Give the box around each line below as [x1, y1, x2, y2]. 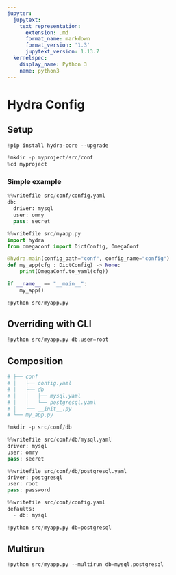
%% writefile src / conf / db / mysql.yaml [7, 436, 112, 444]
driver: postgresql [7, 474, 63, 481]
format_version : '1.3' [25, 42, 90, 49]
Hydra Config [7, 97, 86, 112]
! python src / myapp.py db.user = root [7, 336, 109, 343]
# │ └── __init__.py [7, 405, 72, 412]
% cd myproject [7, 161, 48, 168]
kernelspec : [13, 55, 48, 62]
